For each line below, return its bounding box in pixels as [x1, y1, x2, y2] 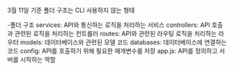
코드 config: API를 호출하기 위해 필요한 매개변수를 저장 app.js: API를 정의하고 [7, 47, 218, 55]
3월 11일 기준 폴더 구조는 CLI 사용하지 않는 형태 [7, 6, 135, 14]
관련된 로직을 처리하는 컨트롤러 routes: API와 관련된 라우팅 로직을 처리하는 [14, 30, 217, 37]
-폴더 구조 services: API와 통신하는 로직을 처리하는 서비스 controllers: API [7, 21, 210, 29]
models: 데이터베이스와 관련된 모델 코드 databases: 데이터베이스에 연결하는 [19, 38, 227, 46]
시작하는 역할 [19, 55, 56, 64]
